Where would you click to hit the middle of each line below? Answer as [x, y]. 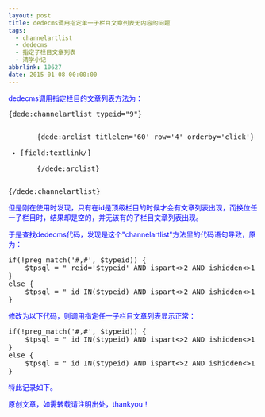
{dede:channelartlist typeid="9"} [75, 114]
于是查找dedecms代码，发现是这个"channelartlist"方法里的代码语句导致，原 [132, 234]
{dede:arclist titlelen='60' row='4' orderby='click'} [146, 137]
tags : [17, 30]
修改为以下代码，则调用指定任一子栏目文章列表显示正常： [102, 315]
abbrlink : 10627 [35, 68]
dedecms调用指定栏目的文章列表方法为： [76, 98]
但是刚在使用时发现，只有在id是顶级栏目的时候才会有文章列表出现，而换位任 [133, 207]
